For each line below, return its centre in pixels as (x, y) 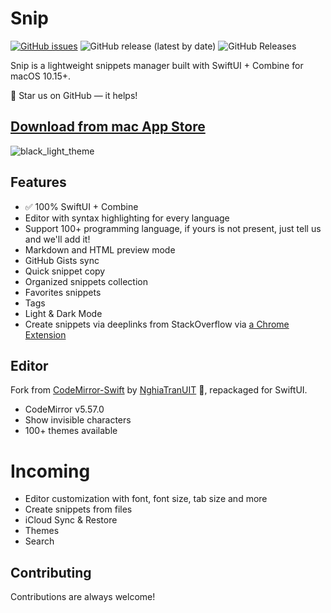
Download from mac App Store (108, 127)
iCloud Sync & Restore (71, 520)
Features (38, 182)
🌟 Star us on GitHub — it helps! (74, 95)
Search (39, 541)
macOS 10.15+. (41, 76)
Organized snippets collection (86, 281)
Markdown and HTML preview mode (100, 249)
